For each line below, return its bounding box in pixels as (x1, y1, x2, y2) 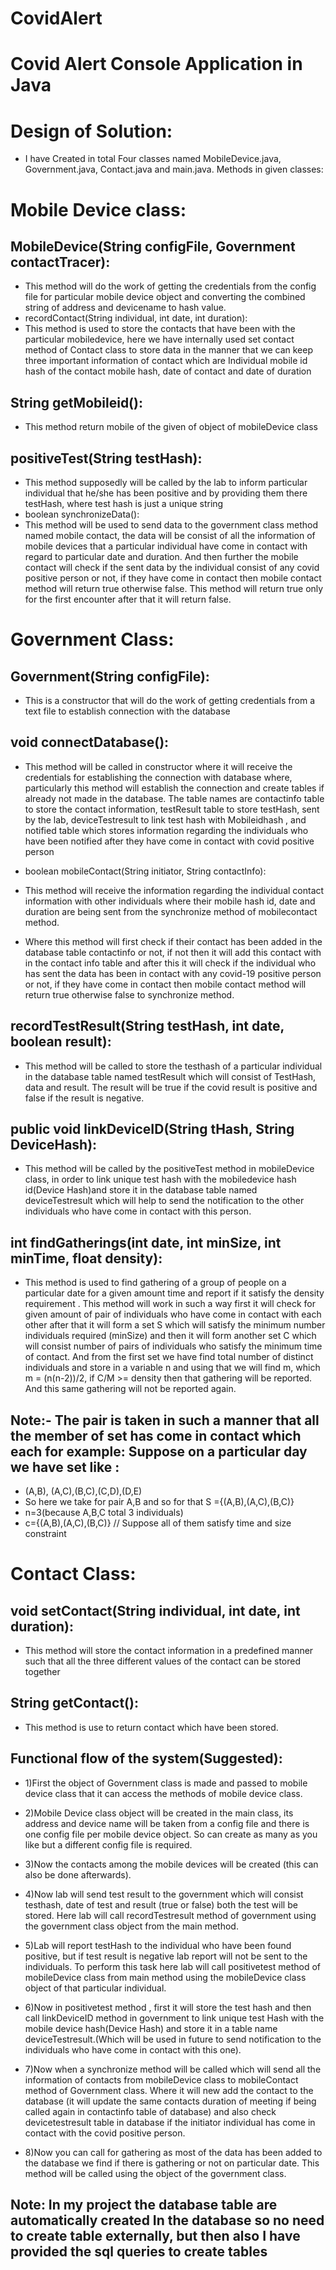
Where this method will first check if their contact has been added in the (24, 935, 323, 947)
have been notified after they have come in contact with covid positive (24, 835, 315, 847)
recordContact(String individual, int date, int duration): (24, 312, 248, 324)
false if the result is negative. (24, 1092, 145, 1104)
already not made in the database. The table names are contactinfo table (24, 792, 325, 804)
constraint (24, 1528, 67, 1539)
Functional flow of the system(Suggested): (10, 1750, 283, 1767)
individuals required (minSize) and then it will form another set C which (24, 1330, 317, 1342)
